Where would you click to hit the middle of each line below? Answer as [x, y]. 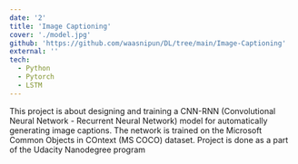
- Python [34, 69]
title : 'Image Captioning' [60, 26]
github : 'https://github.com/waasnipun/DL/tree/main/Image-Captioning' [148, 43]
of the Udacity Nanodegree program [78, 150]
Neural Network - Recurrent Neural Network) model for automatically [139, 121]
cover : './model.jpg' [50, 34]
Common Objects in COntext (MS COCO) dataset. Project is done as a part [149, 140]
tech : [20, 60]
